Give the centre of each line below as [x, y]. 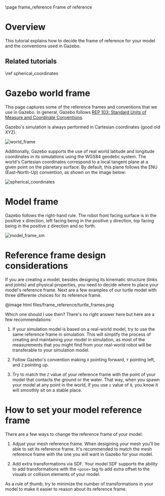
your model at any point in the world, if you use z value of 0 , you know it [85, 385]
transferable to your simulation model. [51, 350]
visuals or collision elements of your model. [56, 474]
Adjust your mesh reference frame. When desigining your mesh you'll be [86, 444]
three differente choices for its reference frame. [53, 295]
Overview [25, 27]
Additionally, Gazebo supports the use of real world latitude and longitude [80, 151]
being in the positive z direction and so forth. [50, 226]
